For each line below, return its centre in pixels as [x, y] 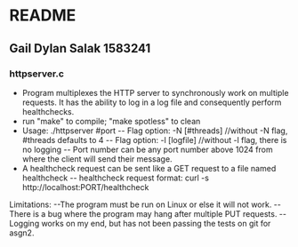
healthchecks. [48, 111]
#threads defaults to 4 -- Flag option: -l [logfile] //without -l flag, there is [154, 139]
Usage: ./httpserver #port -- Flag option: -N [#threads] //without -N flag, [155, 131]
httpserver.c [37, 74]
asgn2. [22, 233]
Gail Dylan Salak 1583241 [80, 48]
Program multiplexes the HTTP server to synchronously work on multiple [155, 92]
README [43, 16]
